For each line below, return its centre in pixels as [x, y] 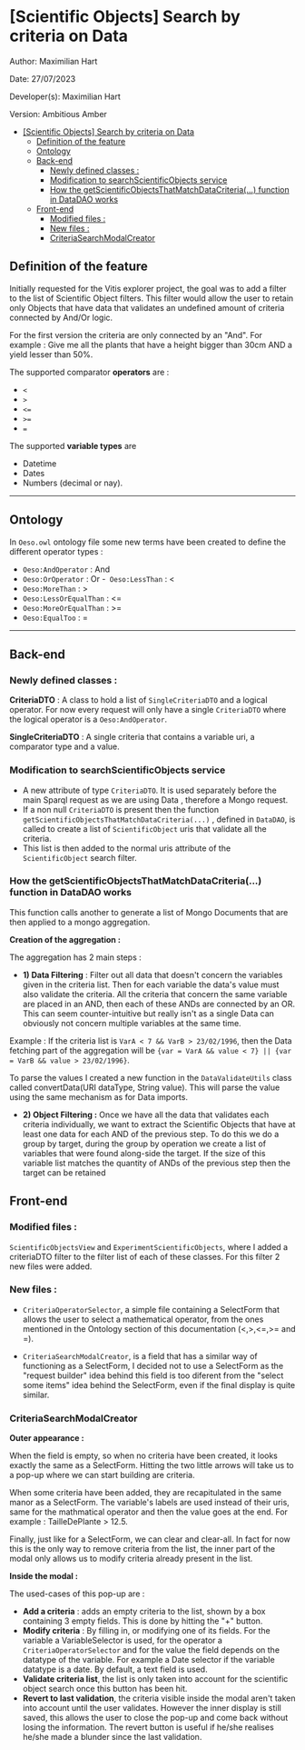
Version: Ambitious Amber [58, 114]
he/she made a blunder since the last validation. [112, 1737]
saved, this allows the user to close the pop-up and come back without [155, 1718]
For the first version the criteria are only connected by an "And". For [136, 335]
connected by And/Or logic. [61, 317]
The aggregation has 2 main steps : [76, 957]
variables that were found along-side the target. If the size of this [144, 1153]
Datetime [39, 463]
